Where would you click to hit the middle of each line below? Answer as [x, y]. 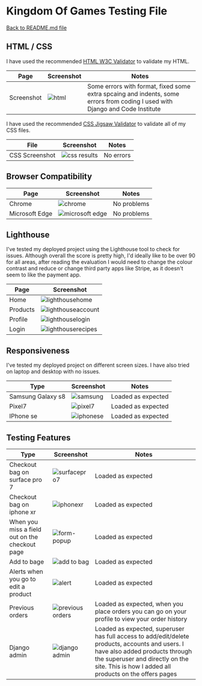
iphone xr [23, 512]
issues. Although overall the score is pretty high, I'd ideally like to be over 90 [101, 256]
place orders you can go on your [141, 611]
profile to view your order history [141, 619]
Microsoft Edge [31, 213]
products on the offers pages [136, 674]
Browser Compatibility [49, 177]
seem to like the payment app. [44, 275]
